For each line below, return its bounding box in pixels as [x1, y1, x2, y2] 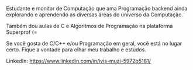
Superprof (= [6, 29, 37, 36]
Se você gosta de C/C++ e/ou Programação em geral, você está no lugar [6, 40, 182, 47]
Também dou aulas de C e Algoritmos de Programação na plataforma [6, 23, 173, 29]
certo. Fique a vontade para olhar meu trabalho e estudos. [6, 46, 146, 53]
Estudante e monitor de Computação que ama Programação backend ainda [6, 5, 188, 12]
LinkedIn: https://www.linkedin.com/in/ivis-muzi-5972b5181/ [6, 58, 151, 64]
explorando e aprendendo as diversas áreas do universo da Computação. [6, 11, 183, 18]
